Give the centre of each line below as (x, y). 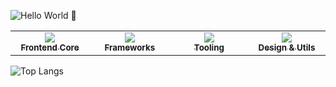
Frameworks (130, 47)
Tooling (209, 47)
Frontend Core (50, 47)
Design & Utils (287, 47)
